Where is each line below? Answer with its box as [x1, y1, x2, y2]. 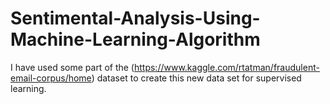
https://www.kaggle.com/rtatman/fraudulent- [133, 61, 320, 73]
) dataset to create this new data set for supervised [91, 72, 302, 84]
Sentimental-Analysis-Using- [10, 7, 261, 30]
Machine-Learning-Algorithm [10, 28, 261, 51]
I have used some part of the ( [10, 61, 135, 73]
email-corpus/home [10, 72, 92, 84]
